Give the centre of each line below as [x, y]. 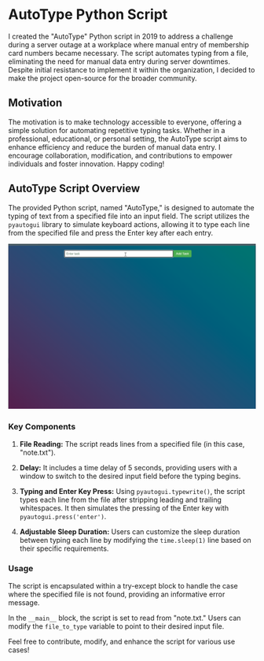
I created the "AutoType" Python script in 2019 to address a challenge [121, 36]
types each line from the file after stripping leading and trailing [121, 499]
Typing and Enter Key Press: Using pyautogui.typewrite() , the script [132, 491]
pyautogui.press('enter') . [63, 516]
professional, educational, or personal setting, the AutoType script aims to [128, 139]
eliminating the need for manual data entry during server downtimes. [119, 61]
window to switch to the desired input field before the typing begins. [130, 476]
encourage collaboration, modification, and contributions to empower [121, 155]
